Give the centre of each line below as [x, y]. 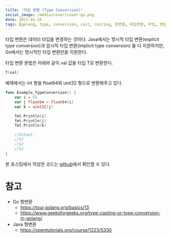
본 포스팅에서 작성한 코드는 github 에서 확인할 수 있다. [58, 164]
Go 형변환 [23, 201]
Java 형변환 [24, 224]
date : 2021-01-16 [24, 19]
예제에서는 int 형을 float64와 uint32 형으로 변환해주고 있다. [64, 83]
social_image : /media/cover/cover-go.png [50, 15]
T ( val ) [12, 73]
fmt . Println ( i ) [31, 116]
